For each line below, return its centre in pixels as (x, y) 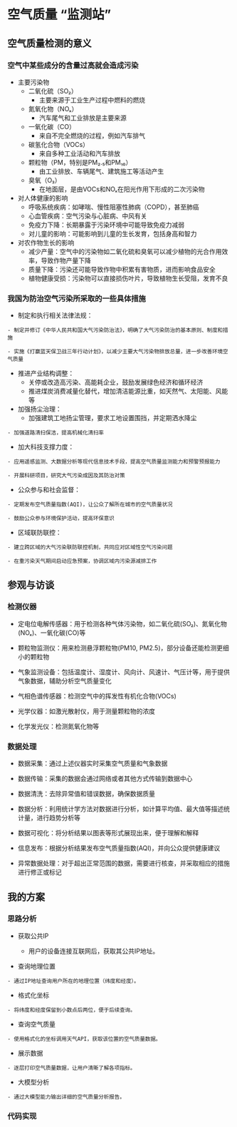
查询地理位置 (36, 966)
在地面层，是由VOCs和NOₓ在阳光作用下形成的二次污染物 (122, 189)
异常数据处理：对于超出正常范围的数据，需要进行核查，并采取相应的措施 (123, 863)
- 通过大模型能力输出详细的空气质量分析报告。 (67, 1097)
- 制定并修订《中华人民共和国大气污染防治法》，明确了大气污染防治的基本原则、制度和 (115, 330)
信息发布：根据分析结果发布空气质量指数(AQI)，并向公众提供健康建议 (119, 848)
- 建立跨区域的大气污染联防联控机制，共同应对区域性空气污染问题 (90, 547)
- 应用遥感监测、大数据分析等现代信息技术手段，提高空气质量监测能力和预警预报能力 (114, 462)
